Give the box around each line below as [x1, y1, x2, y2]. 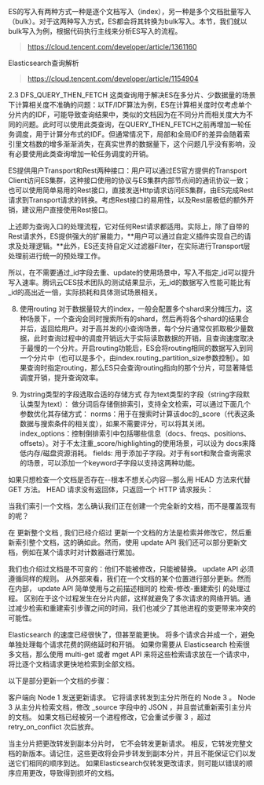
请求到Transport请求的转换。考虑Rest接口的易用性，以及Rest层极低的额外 [8, 195, 247, 204]
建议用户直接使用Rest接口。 [21, 205, 112, 214]
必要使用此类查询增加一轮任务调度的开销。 [14, 149, 153, 159]
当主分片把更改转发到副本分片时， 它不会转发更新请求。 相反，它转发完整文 [8, 739, 253, 748]
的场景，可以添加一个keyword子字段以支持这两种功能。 [19, 458, 200, 467]
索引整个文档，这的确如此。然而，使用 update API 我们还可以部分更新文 [14, 538, 247, 547]
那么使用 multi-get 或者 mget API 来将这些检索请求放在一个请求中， [35, 650, 254, 659]
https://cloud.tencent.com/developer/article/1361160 [27, 42, 198, 51]
